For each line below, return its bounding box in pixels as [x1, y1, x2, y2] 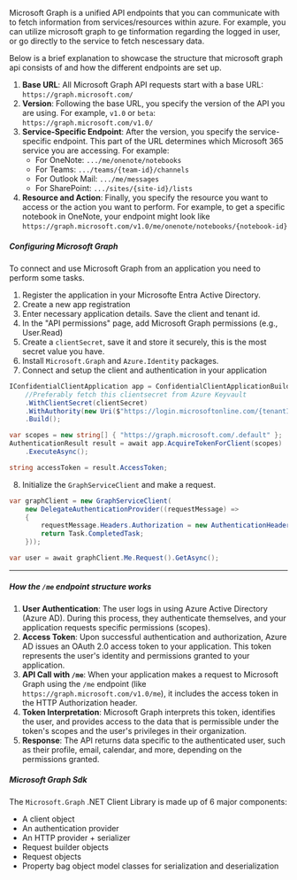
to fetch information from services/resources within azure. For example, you [9, 17, 286, 27]
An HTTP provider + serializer [21, 832, 131, 843]
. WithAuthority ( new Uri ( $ [25, 406, 121, 415]
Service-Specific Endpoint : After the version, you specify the [21, 127, 247, 136]
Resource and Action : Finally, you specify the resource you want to [21, 192, 269, 203]
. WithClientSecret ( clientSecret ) [25, 398, 148, 407]
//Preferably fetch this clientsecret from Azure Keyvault [25, 390, 247, 399]
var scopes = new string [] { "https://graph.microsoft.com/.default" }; [9, 431, 283, 440]
